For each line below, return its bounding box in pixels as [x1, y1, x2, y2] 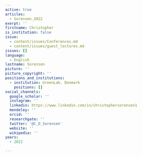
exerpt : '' [5, 21, 28, 26]
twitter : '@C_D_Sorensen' [9, 121, 63, 126]
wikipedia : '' [9, 130, 38, 135]
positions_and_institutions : [5, 76, 65, 80]
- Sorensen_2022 [9, 16, 43, 21]
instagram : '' [9, 99, 38, 104]
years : [5, 135, 19, 140]
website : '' [9, 126, 34, 130]
